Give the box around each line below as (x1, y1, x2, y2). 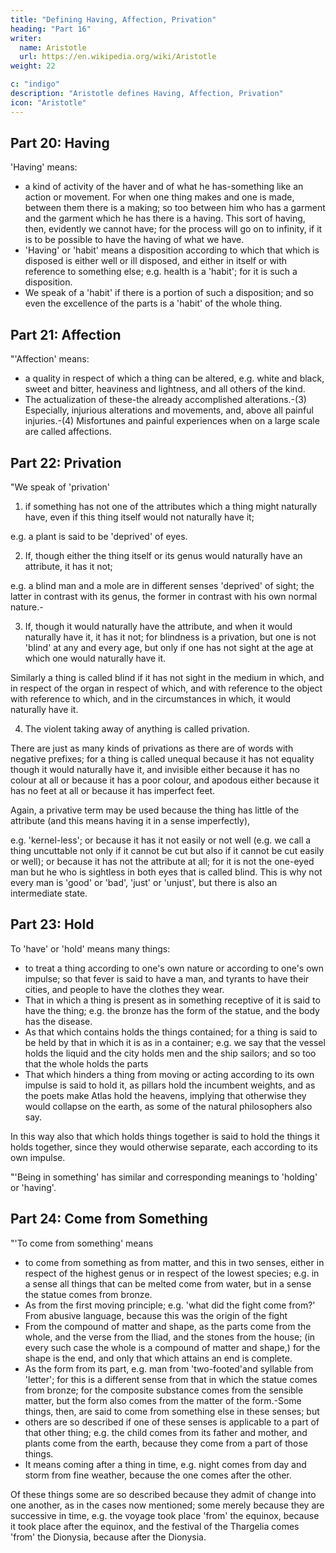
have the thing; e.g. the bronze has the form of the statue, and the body (24, 1004, 320, 1016)
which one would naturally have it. (24, 652, 167, 665)
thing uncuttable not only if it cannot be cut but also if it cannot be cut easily (10, 845, 325, 857)
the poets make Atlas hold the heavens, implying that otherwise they (24, 1089, 307, 1101)
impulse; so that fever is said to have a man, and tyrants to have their (24, 972, 310, 985)
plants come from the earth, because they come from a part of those (24, 1437, 308, 1449)
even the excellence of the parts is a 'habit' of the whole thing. (24, 297, 283, 310)
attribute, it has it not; (24, 561, 113, 573)
